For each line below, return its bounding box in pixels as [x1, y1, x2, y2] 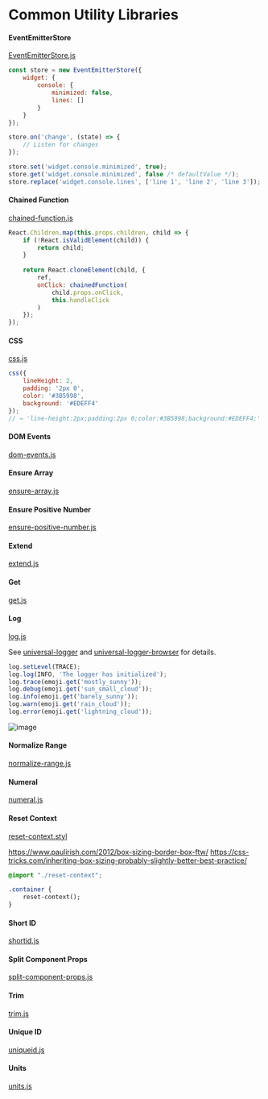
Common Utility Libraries [8, 6, 179, 24]
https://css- [210, 847, 249, 856]
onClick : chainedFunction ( [37, 280, 128, 289]
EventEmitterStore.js [8, 51, 76, 60]
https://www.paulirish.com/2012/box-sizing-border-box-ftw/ [8, 847, 209, 856]
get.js [8, 595, 27, 605]
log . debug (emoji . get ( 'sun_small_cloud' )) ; [8, 685, 153, 694]
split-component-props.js [8, 973, 93, 982]
